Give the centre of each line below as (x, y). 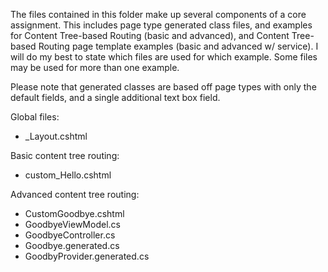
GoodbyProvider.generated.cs (87, 256)
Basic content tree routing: (65, 155)
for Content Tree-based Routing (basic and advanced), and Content (150, 35)
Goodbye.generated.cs (72, 245)
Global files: (35, 117)
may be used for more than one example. (95, 67)
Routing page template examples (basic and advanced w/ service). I (178, 46)
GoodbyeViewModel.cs (72, 224)
